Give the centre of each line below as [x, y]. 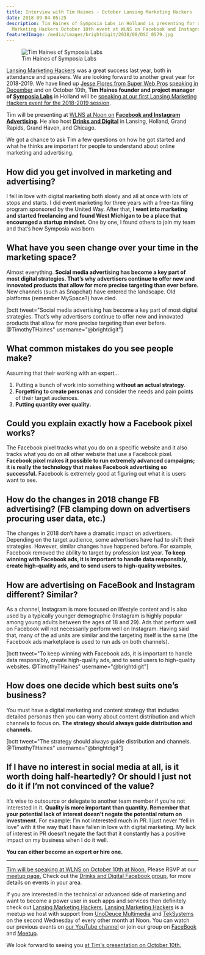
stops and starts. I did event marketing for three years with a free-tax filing [100, 202]
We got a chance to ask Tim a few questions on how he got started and [96, 140]
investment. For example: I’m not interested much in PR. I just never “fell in [100, 820]
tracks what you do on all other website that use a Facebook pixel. [89, 454]
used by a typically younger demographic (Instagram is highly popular [95, 616]
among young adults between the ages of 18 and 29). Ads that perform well [101, 622]
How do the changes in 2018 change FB [83, 499]
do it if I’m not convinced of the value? [80, 786]
